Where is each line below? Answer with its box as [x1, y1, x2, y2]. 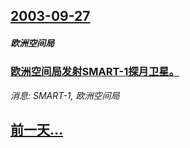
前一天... [10, 122, 64, 139]
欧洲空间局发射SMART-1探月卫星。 [10, 65, 180, 79]
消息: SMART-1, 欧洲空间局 [10, 89, 120, 101]
